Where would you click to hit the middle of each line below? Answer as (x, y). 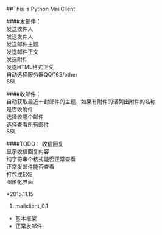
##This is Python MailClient (41, 9)
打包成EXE (19, 174)
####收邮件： (24, 94)
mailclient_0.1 (32, 206)
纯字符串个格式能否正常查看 (41, 159)
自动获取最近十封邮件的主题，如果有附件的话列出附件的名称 (81, 102)
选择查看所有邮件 (28, 125)
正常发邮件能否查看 (30, 167)
